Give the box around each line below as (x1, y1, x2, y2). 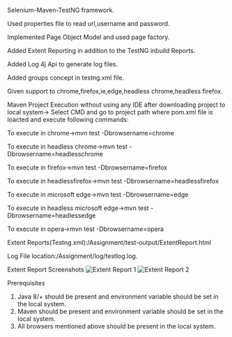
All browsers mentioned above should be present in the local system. (17, 322, 216, 330)
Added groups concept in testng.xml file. (7, 73, 125, 82)
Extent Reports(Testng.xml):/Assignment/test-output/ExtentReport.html (7, 239, 212, 246)
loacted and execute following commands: (7, 115, 129, 123)
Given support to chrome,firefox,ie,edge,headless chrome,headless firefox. (7, 87, 223, 95)
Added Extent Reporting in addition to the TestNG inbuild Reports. (7, 47, 196, 54)
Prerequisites (7, 279, 45, 287)
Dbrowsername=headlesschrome (7, 150, 103, 158)
